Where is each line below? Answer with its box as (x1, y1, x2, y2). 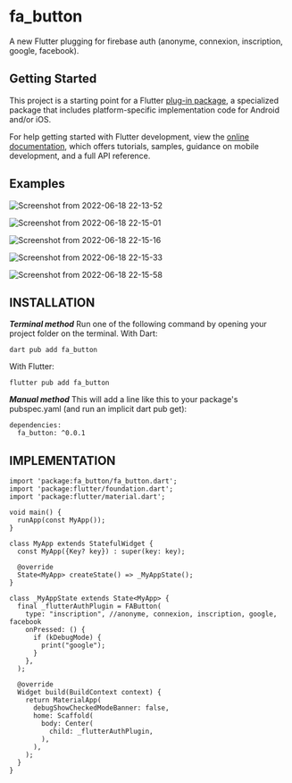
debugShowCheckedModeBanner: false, (32, 703, 170, 712)
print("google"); (41, 641, 105, 650)
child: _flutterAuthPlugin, (48, 727, 154, 737)
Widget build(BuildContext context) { (17, 688, 163, 697)
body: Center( (41, 720, 94, 728)
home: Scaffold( (32, 711, 94, 720)
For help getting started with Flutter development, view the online (9, 131, 250, 142)
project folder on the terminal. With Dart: (9, 328, 158, 339)
